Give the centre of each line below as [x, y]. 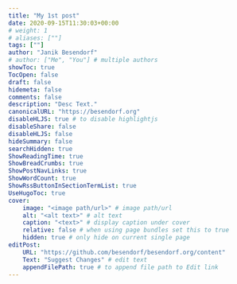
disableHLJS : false [41, 134]
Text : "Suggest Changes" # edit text [85, 259]
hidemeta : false [35, 89]
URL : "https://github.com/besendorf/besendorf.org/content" [124, 252]
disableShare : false [43, 126]
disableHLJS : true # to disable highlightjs [83, 119]
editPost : [25, 245]
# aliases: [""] [35, 38]
